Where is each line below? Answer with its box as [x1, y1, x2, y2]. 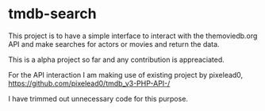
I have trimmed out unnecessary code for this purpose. [8, 94, 189, 103]
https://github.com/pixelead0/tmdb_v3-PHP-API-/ [8, 78, 171, 88]
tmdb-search [8, 5, 97, 23]
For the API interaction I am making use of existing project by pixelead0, [8, 70, 244, 79]
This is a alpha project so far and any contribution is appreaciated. [8, 55, 225, 64]
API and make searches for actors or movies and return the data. [8, 39, 220, 48]
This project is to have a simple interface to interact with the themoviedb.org [8, 31, 258, 40]
